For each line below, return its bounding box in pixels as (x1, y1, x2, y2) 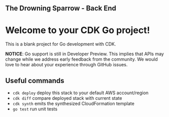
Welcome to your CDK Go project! (5, 24, 150, 36)
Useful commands (5, 76, 64, 85)
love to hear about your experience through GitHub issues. (5, 62, 128, 68)
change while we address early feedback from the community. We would (5, 56, 158, 62)
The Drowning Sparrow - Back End (5, 4, 117, 13)
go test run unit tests (12, 106, 57, 112)
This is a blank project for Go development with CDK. (5, 41, 116, 47)
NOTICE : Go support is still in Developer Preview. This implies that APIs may (5, 51, 164, 57)
